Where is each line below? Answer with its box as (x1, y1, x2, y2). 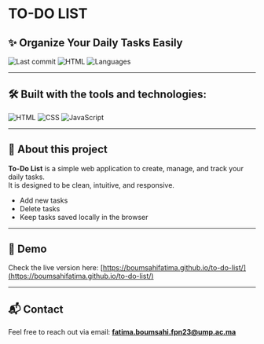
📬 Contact (8, 302, 64, 316)
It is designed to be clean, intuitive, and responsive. (8, 180, 175, 189)
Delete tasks (19, 203, 60, 213)
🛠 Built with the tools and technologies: (8, 88, 207, 101)
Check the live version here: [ (8, 263, 104, 273)
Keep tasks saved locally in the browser (19, 212, 148, 221)
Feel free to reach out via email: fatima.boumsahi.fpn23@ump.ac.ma (8, 328, 236, 337)
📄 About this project (8, 143, 108, 156)
